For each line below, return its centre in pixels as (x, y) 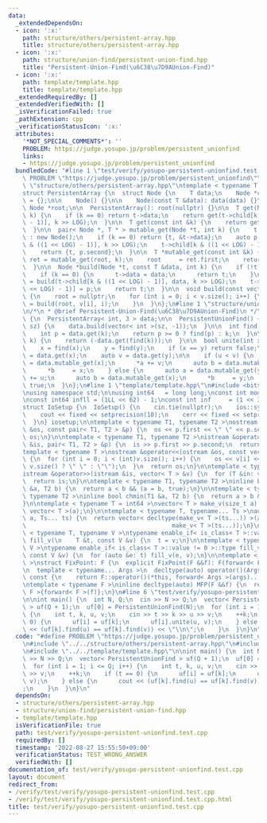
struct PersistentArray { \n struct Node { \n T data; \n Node (136, 193)
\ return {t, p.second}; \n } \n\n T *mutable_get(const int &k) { (142, 252)
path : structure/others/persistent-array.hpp (99, 38)
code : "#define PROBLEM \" (60, 637)
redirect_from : (33, 784)
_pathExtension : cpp (49, 119)
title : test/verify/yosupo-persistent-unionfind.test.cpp (106, 807)
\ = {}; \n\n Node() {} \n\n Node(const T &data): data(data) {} (140, 200)
